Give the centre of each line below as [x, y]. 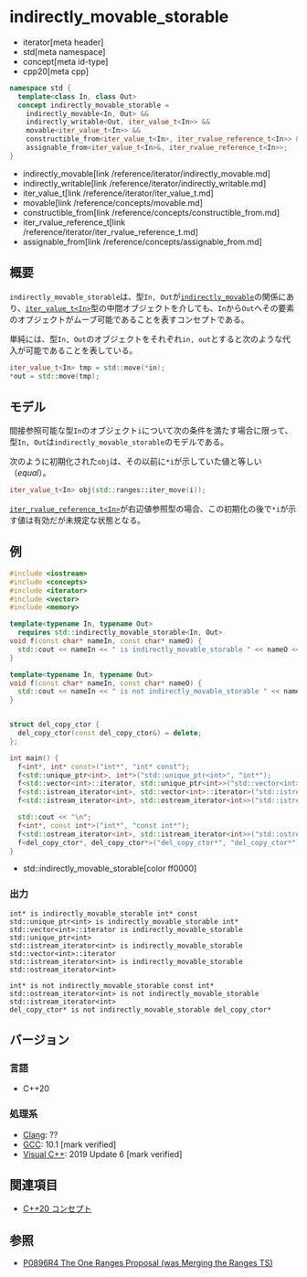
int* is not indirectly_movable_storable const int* [112, 985]
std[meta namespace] [64, 51]
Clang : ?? [40, 1134]
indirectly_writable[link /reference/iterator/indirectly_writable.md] [144, 183]
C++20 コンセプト [57, 1208]
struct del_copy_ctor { [55, 724]
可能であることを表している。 [81, 350]
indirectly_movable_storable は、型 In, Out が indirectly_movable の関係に [148, 296]
